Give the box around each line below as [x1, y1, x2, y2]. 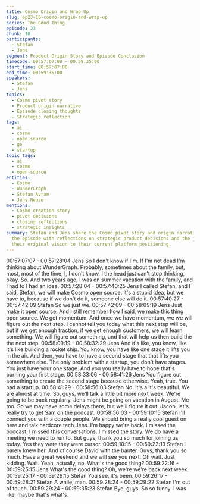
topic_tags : [6, 152, 36, 158]
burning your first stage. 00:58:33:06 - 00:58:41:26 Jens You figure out [6, 371, 182, 378]
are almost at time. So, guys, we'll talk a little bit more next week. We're [6, 390, 181, 397]
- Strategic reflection [11, 114, 70, 120]
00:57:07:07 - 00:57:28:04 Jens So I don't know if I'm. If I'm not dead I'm [6, 257, 185, 265]
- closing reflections [11, 219, 68, 225]
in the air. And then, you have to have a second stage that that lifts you [6, 352, 179, 359]
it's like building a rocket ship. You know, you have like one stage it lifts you [6, 346, 190, 353]
